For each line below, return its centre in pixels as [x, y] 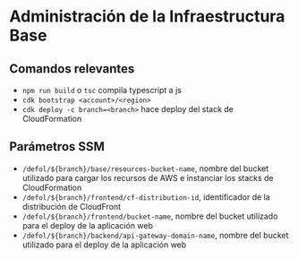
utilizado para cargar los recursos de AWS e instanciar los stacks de [148, 177]
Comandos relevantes [72, 69]
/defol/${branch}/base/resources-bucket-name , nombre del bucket [145, 168]
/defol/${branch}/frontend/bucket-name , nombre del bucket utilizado [150, 216]
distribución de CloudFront [72, 206]
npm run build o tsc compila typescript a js [102, 90]
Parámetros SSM [57, 147]
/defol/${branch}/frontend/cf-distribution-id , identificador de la [146, 197]
